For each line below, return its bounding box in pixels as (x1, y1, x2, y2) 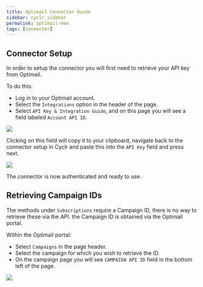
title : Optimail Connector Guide (6, 8, 91, 15)
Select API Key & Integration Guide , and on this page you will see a (15, 107, 186, 115)
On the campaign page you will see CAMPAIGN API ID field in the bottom (15, 255, 193, 263)
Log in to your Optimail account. (15, 95, 95, 102)
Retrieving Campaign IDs (6, 191, 102, 201)
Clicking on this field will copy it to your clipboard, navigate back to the (6, 137, 183, 144)
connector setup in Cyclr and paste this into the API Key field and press (6, 143, 184, 150)
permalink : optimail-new (6, 20, 69, 26)
